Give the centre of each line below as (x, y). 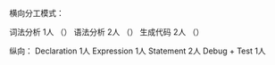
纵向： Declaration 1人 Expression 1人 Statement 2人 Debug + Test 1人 (137, 51)
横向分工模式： (37, 13)
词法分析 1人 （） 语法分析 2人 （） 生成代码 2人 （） (107, 32)
